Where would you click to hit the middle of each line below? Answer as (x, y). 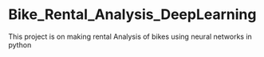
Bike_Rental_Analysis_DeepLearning (132, 15)
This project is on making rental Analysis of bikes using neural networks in (130, 36)
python (20, 44)
